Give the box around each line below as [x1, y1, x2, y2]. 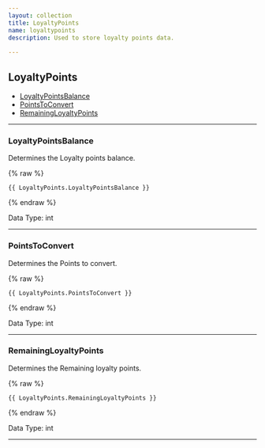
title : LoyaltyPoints [8, 19, 80, 27]
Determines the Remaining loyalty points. [8, 363, 142, 373]
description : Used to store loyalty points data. [8, 33, 175, 42]
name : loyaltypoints [8, 26, 77, 34]
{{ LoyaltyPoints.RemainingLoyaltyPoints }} [8, 393, 157, 402]
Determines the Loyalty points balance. [8, 154, 136, 163]
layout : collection [8, 11, 73, 20]
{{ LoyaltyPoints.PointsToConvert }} [8, 289, 132, 297]
